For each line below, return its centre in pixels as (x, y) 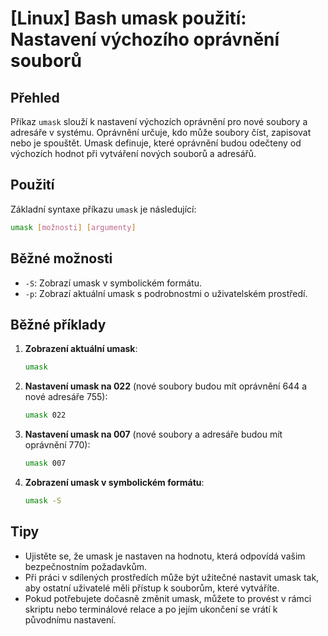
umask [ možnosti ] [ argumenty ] (73, 227)
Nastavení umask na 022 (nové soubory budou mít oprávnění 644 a (165, 386)
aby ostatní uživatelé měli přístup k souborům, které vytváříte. (152, 588)
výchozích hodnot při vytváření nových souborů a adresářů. (133, 153)
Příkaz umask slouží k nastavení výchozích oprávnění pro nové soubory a (159, 121)
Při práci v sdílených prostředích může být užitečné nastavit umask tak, (172, 577)
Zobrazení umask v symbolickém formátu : (114, 482)
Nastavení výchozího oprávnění (145, 39)
